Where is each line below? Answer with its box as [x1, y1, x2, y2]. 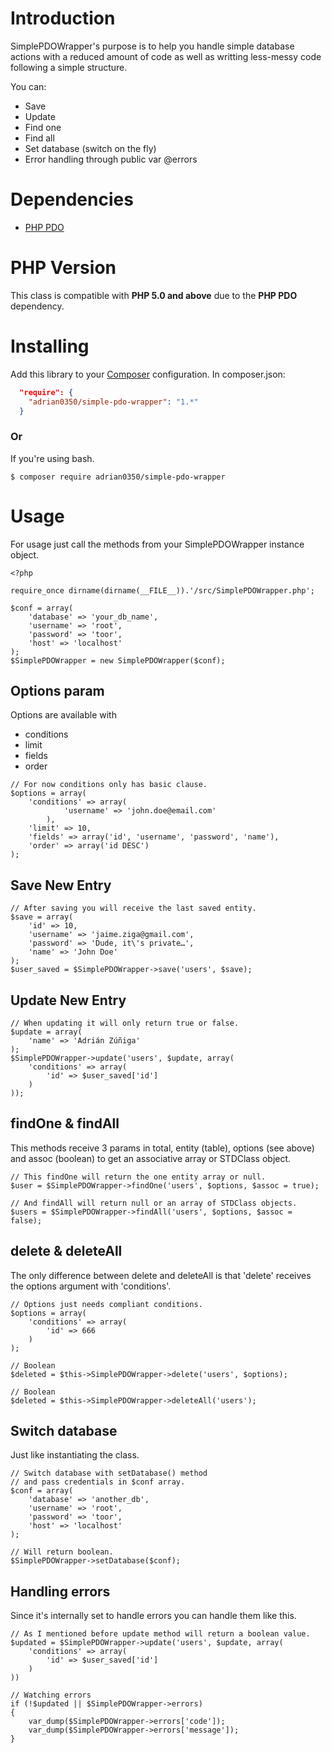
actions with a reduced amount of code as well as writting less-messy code [10, 50, 322, 62]
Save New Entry [10, 877, 112, 894]
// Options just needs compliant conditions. [10, 1299, 203, 1309]
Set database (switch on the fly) [24, 142, 157, 154]
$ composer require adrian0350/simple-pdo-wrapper [10, 472, 226, 482]
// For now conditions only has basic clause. [10, 780, 208, 790]
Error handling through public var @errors [24, 153, 198, 165]
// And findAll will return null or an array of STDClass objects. [10, 1198, 298, 1208]
